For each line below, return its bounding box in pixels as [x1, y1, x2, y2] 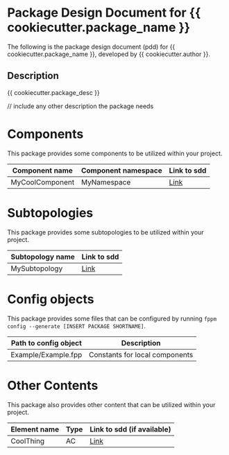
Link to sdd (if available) [90, 424, 171, 434]
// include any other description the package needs [7, 102, 154, 110]
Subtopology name [10, 252, 75, 261]
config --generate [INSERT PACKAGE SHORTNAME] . [7, 321, 146, 330]
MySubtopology [10, 264, 63, 273]
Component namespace [80, 165, 163, 175]
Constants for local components [89, 350, 194, 359]
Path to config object [10, 338, 82, 347]
